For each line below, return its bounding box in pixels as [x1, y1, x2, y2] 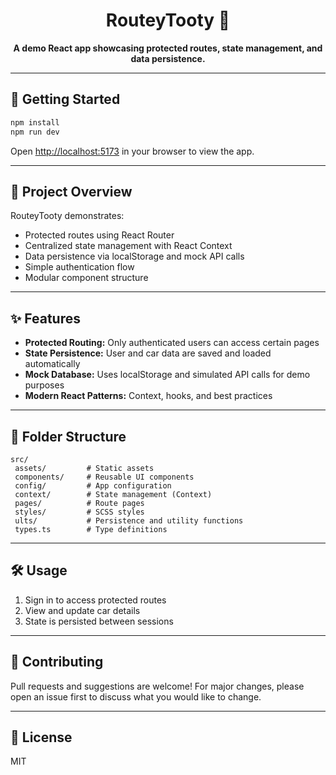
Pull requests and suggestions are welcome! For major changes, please [10, 680, 305, 692]
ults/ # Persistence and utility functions [14, 515, 244, 526]
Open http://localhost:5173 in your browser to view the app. [10, 145, 255, 157]
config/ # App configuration [14, 480, 172, 491]
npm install [10, 117, 60, 128]
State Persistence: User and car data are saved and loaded [24, 347, 272, 359]
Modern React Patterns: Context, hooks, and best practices [24, 390, 273, 402]
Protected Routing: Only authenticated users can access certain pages [24, 337, 320, 349]
